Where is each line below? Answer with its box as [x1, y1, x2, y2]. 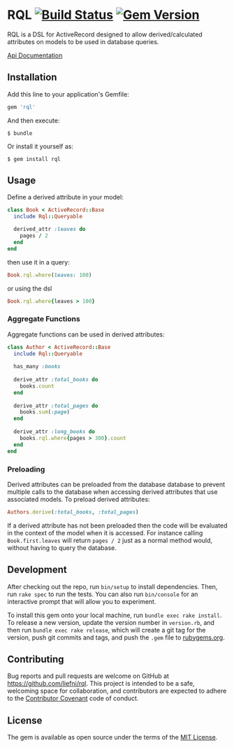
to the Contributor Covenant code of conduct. [7, 694, 139, 703]
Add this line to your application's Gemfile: [7, 90, 129, 98]
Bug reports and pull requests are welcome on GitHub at [7, 672, 170, 680]
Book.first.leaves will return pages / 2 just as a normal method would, [7, 536, 213, 544]
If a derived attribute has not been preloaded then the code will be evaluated [7, 521, 228, 530]
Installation [7, 71, 57, 83]
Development [7, 564, 68, 576]
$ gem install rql [7, 155, 61, 162]
